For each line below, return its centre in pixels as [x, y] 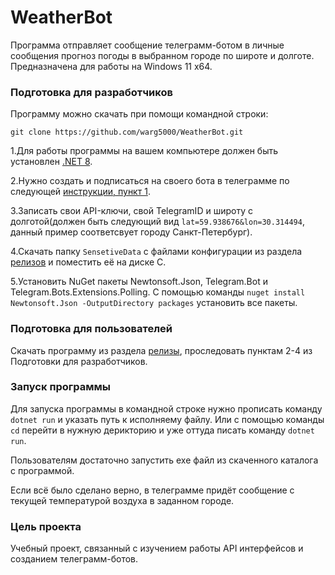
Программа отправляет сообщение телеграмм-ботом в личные [147, 45]
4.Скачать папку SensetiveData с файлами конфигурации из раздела [156, 252]
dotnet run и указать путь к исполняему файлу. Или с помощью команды [167, 419]
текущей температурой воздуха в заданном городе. [122, 500]
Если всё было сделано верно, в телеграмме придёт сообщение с [152, 490]
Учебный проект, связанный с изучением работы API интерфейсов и [157, 548]
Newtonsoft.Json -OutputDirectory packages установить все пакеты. [154, 303]
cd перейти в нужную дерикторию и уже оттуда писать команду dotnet [162, 430]
